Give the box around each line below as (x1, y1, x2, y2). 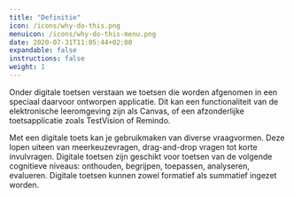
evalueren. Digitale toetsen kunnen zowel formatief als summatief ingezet (9, 169, 277, 180)
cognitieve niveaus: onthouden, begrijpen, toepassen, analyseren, (9, 161, 251, 171)
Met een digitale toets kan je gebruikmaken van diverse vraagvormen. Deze (9, 132, 285, 143)
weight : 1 (9, 63, 46, 72)
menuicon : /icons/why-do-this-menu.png (9, 29, 157, 38)
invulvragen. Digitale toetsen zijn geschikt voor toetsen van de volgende (9, 151, 273, 162)
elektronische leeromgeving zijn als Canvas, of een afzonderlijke (9, 106, 245, 116)
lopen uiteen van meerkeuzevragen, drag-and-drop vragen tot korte (9, 141, 259, 152)
